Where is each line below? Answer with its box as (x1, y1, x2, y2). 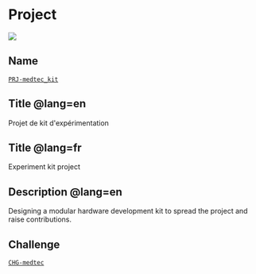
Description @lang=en (8, 185, 123, 199)
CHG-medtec (8, 259, 45, 267)
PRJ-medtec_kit (8, 75, 59, 83)
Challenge (8, 237, 60, 251)
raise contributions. (8, 214, 72, 224)
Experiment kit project (8, 162, 81, 172)
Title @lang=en (8, 97, 87, 110)
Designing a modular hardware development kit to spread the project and (8, 206, 248, 216)
